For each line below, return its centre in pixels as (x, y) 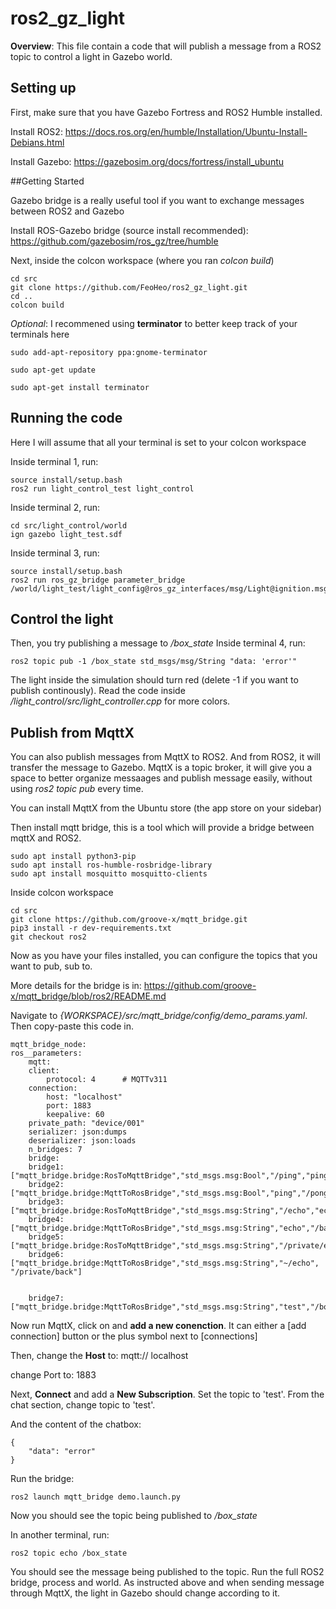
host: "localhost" (84, 1097)
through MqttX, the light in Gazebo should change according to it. (145, 1593)
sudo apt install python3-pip (73, 857)
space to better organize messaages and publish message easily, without (161, 778)
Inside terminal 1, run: (54, 461)
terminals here (40, 334)
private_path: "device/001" (86, 1123)
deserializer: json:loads (82, 1141)
